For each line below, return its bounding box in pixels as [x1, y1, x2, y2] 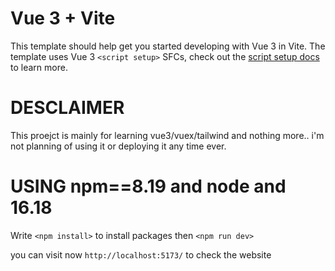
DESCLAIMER [10, 97, 125, 119]
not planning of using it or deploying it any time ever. [10, 140, 227, 152]
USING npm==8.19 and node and [10, 175, 287, 198]
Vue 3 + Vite [10, 7, 116, 30]
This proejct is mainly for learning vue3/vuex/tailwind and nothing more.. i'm [10, 129, 325, 141]
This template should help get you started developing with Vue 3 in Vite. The [10, 40, 326, 52]
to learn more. [10, 61, 68, 73]
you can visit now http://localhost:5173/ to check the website [10, 248, 272, 261]
